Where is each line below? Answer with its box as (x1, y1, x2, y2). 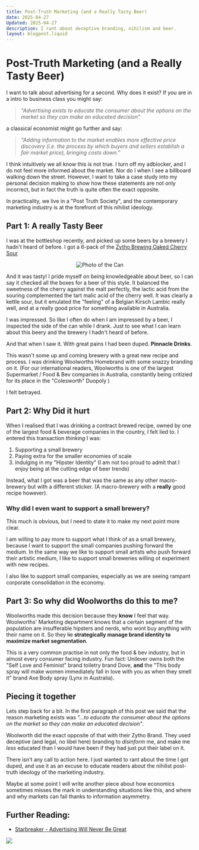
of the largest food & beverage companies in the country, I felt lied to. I (6, 428, 179, 435)
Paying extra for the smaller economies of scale (14, 452, 132, 459)
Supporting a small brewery (14, 446, 83, 453)
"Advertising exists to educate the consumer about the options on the (20, 107, 191, 114)
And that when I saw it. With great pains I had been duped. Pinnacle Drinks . (6, 340, 192, 347)
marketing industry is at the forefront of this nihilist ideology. (6, 204, 154, 211)
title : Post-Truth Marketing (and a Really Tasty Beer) (6, 8, 147, 15)
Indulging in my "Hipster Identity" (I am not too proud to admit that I (14, 459, 180, 466)
